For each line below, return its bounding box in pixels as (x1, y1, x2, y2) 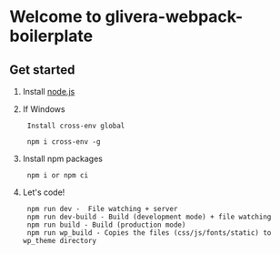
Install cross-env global (26, 121, 125, 130)
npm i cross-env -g (26, 137, 101, 147)
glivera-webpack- (105, 6, 244, 27)
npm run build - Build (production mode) (26, 220, 186, 229)
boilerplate (9, 25, 94, 46)
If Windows (22, 104, 65, 115)
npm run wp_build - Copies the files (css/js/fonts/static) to (26, 229, 272, 238)
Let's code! (22, 187, 65, 198)
